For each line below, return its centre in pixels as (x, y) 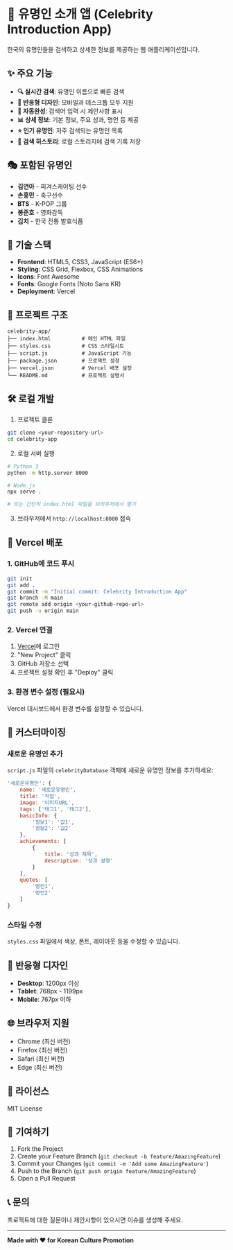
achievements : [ (43, 842)
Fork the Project (40, 1149)
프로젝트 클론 (35, 419)
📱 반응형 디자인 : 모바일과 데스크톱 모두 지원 (75, 102)
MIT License (25, 1108)
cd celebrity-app (32, 439)
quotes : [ (34, 880)
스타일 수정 (25, 925)
